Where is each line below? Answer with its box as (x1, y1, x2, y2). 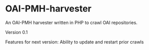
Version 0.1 (5, 29, 28, 35)
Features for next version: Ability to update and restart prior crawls (5, 38, 144, 45)
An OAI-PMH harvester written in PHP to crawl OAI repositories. (5, 19, 138, 25)
